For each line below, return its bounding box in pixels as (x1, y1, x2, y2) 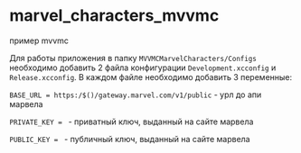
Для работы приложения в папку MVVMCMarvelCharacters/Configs (9, 52, 258, 63)
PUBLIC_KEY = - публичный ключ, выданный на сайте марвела (9, 133, 250, 144)
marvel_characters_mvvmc (9, 5, 220, 26)
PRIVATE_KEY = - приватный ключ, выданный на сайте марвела (9, 116, 254, 127)
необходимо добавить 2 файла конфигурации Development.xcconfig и (9, 62, 277, 73)
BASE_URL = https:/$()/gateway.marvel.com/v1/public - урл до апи (9, 89, 262, 100)
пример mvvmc (9, 35, 70, 46)
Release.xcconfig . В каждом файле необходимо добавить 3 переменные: (9, 71, 293, 82)
